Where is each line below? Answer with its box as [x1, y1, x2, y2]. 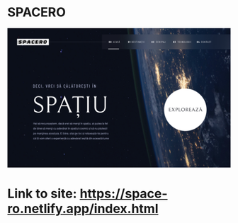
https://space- [79, 185, 168, 202]
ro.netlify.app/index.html [7, 201, 159, 217]
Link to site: [7, 185, 77, 202]
